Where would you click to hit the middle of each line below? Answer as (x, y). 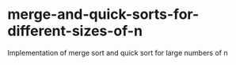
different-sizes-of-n (75, 31)
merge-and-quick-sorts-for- (103, 14)
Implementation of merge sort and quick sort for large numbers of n (118, 52)
